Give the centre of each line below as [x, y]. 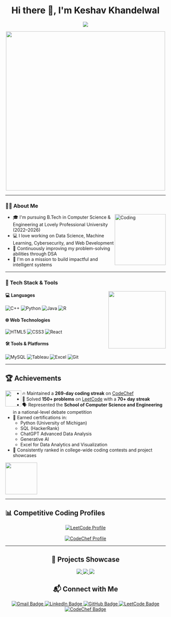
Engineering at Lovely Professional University [60, 225]
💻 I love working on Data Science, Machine [58, 236]
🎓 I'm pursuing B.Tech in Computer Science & [62, 217]
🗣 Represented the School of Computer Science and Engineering [92, 405]
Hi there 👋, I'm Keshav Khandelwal [85, 10]
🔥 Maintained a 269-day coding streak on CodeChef [78, 393]
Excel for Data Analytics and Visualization [64, 444]
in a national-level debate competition [52, 412]
